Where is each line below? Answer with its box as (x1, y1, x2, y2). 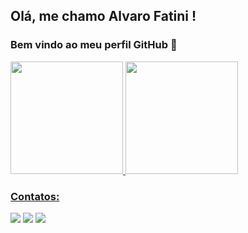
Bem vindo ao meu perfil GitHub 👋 (10, 38, 178, 52)
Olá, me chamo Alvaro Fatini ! (10, 8, 197, 25)
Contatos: (10, 189, 60, 203)
